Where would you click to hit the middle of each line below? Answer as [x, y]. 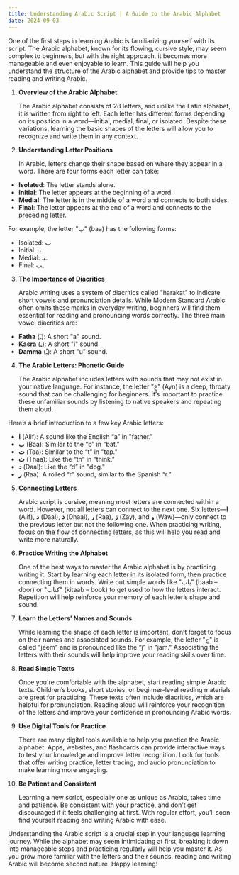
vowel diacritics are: [48, 323]
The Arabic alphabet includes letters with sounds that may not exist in [120, 379]
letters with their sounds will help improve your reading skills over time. [122, 654]
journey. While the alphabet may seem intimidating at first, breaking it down [118, 841]
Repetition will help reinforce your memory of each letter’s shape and [119, 597]
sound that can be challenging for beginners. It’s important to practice [120, 394]
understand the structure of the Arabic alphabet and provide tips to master [117, 71]
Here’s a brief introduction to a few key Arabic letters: [86, 423]
